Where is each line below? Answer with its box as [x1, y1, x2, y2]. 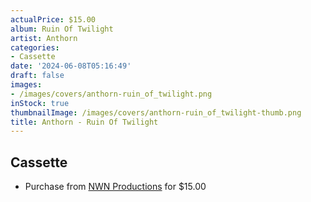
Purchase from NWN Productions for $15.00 [24, 181, 207, 193]
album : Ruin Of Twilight [10, 24, 114, 34]
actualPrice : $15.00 [10, 14, 97, 25]
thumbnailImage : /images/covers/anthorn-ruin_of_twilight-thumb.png [10, 107, 302, 118]
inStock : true [10, 98, 70, 108]
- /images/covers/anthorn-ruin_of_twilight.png [10, 89, 213, 99]
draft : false [10, 71, 65, 81]
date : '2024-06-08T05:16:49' [10, 61, 132, 71]
